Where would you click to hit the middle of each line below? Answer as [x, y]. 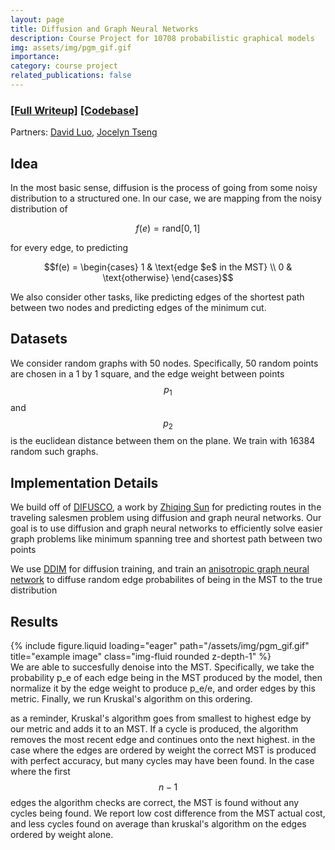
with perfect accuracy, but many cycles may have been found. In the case [162, 761]
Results [34, 621]
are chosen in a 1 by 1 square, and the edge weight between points [147, 373]
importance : [35, 57]
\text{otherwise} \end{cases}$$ [168, 277]
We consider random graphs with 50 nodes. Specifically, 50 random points [164, 363]
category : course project [64, 66]
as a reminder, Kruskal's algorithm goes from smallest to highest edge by [161, 718]
